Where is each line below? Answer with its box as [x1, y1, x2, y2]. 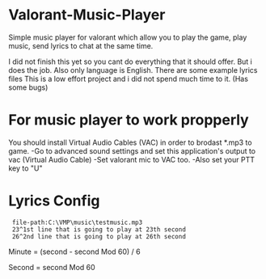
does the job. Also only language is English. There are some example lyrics [8, 65, 258, 74]
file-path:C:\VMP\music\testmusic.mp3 [11, 218, 143, 226]
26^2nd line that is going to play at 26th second [11, 232, 186, 240]
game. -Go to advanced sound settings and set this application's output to [8, 146, 256, 155]
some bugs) [8, 82, 49, 92]
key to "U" [8, 163, 43, 173]
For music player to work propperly [8, 111, 249, 129]
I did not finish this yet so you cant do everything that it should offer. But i [8, 57, 252, 66]
